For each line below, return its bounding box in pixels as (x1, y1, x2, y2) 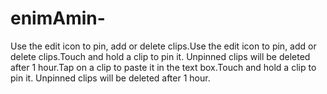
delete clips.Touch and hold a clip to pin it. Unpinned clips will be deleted (10, 50, 311, 62)
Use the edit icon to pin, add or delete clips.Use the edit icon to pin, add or (10, 40, 317, 52)
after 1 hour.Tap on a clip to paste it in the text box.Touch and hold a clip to (10, 61, 317, 73)
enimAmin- (10, 7, 106, 30)
